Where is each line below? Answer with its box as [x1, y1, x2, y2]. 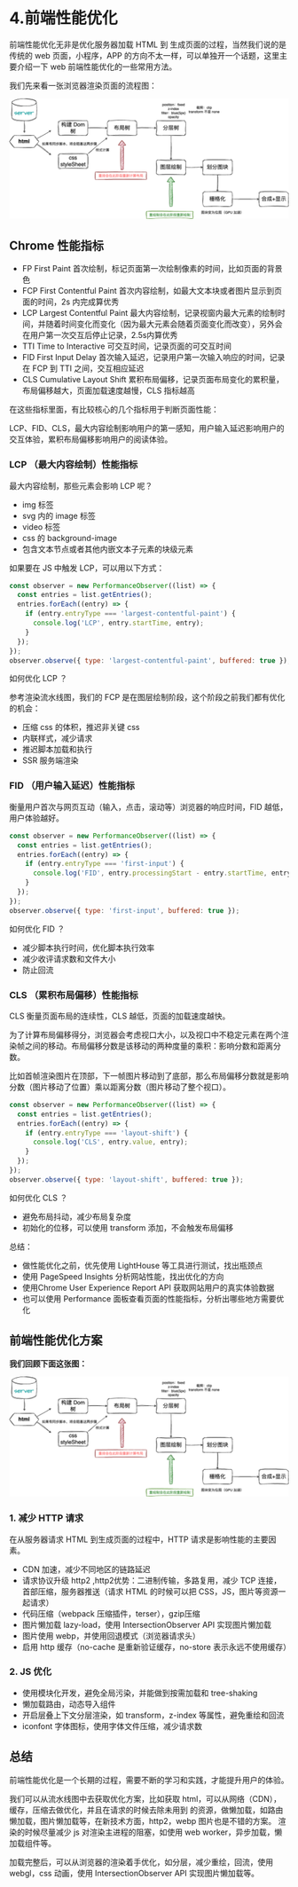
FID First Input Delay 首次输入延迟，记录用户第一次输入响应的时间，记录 [21, 352, 286, 363]
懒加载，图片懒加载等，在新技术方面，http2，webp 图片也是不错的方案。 [9, 1815, 277, 1826]
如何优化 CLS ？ [9, 1192, 68, 1203]
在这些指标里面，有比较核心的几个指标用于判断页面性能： [9, 405, 219, 415]
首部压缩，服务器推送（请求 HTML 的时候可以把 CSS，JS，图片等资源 [21, 1585, 278, 1597]
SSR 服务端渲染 [21, 755, 79, 766]
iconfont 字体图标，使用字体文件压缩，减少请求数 [21, 1720, 202, 1731]
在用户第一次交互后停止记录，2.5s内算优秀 [21, 330, 178, 341]
